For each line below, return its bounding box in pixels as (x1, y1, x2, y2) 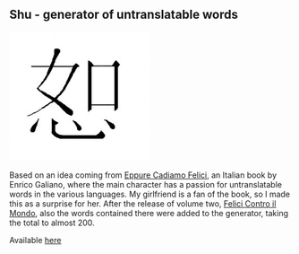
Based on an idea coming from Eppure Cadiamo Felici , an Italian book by (9, 170, 278, 180)
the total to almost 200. (9, 217, 96, 228)
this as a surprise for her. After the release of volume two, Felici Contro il (9, 197, 277, 209)
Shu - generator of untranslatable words (9, 7, 239, 22)
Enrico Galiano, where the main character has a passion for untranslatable (9, 179, 282, 189)
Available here (9, 234, 62, 245)
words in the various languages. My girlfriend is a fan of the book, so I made (9, 188, 291, 199)
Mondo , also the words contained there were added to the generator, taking (9, 207, 289, 218)
